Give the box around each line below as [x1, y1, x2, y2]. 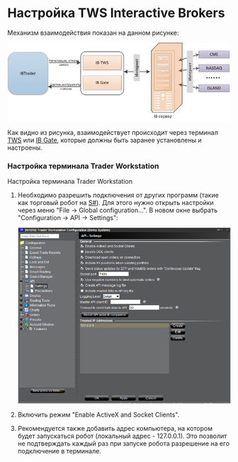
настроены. [7, 143, 42, 152]
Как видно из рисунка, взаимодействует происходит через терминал [7, 128, 218, 136]
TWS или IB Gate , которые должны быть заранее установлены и [7, 136, 202, 144]
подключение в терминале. [17, 447, 101, 456]
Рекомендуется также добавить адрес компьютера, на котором [17, 424, 212, 433]
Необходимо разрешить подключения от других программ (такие [17, 191, 220, 199]
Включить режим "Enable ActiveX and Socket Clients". [17, 410, 180, 419]
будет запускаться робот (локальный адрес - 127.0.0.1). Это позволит [17, 431, 227, 441]
